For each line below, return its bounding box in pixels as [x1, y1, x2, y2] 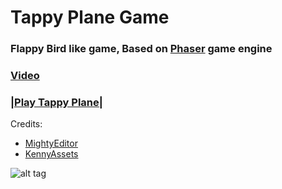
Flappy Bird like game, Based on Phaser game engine [10, 42, 273, 56]
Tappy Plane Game [10, 6, 170, 29]
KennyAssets [24, 148, 79, 160]
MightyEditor [24, 137, 78, 150]
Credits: [10, 118, 43, 130]
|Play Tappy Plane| [10, 95, 103, 109]
